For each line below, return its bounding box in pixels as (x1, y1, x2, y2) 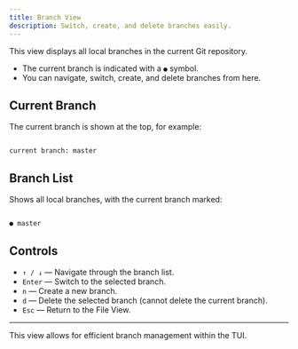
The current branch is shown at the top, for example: (9, 122, 202, 132)
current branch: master (9, 147, 98, 155)
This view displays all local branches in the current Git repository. (9, 45, 248, 56)
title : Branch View (9, 12, 82, 22)
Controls (9, 243, 59, 258)
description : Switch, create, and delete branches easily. (9, 21, 232, 30)
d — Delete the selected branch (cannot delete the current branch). (21, 295, 268, 305)
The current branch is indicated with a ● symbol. (21, 63, 200, 74)
